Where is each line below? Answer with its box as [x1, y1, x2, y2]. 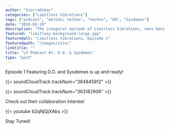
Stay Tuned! [5, 118, 31, 124]
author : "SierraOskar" [5, 7, 53, 13]
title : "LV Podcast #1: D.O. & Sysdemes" [5, 50, 95, 55]
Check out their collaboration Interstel [5, 98, 85, 105]
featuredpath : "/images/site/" [5, 41, 72, 46]
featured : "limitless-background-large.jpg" [5, 31, 101, 36]
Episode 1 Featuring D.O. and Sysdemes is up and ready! [5, 69, 124, 75]
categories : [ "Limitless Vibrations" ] [5, 12, 88, 17]
